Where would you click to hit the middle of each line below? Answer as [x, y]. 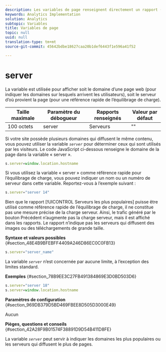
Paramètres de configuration [35, 300]
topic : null [17, 33]
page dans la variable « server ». [39, 154]
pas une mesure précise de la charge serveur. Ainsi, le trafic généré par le [81, 212]
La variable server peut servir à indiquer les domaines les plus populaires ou [83, 339]
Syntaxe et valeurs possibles [35, 238]
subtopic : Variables [26, 24]
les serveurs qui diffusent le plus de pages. [49, 344]
